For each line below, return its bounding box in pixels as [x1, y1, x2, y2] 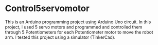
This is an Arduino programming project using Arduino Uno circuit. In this [5, 19, 151, 25]
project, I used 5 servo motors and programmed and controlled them [5, 24, 142, 30]
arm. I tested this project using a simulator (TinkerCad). [5, 34, 116, 40]
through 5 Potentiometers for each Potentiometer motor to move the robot [5, 29, 153, 35]
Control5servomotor [5, 3, 90, 14]
